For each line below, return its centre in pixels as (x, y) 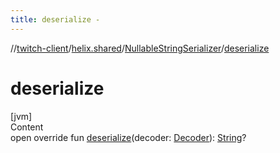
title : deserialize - (55, 19)
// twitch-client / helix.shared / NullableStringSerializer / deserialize (140, 48)
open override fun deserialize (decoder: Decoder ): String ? (128, 137)
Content (27, 127)
